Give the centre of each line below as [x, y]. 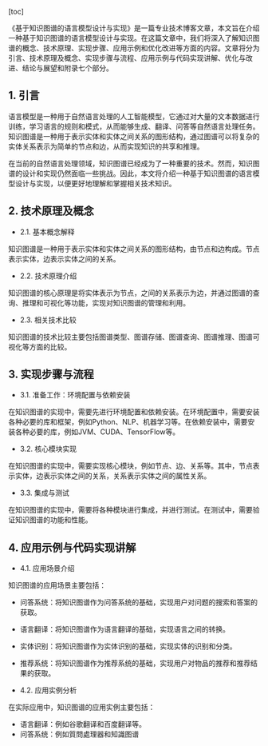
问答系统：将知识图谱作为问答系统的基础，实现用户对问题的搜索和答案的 [138, 602]
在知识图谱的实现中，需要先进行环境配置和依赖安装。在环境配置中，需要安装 [134, 412]
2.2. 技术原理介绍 [48, 276]
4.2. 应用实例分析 [48, 690]
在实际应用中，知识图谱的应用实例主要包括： [82, 708]
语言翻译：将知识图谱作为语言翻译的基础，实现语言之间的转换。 [124, 629]
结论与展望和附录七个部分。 [67, 68]
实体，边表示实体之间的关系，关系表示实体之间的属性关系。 [113, 476]
